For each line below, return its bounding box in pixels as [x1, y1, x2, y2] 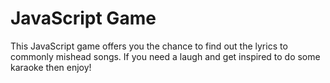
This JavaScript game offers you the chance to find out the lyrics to [10, 40, 288, 52]
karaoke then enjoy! [10, 61, 92, 73]
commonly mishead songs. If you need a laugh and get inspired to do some [10, 50, 321, 62]
